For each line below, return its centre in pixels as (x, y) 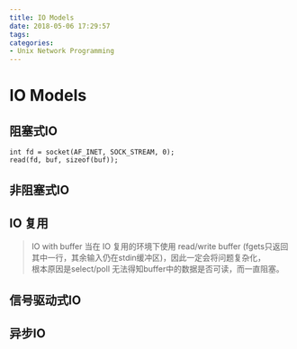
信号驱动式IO (45, 300)
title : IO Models (42, 18)
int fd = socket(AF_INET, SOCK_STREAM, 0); (92, 152)
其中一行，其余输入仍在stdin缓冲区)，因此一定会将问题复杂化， (148, 258)
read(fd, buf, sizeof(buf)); (64, 160)
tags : (19, 34)
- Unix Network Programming (62, 51)
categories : (31, 43)
